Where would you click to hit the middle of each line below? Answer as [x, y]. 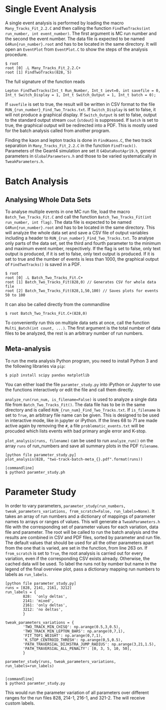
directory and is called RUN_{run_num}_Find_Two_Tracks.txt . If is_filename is [83, 410]
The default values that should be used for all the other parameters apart [80, 543]
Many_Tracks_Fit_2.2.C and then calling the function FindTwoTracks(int [78, 28]
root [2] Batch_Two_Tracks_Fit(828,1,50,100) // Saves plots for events [82, 291]
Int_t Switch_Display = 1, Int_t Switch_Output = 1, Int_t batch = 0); [81, 95]
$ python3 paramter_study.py [35, 683]
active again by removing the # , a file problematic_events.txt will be [75, 426]
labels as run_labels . [27, 574]
